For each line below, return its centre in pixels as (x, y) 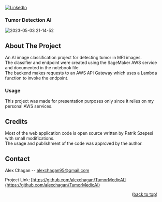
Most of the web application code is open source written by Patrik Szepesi (79, 133)
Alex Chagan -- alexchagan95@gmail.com (47, 171)
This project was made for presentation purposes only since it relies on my (79, 101)
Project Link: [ (19, 180)
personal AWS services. (29, 106)
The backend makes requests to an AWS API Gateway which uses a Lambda (81, 73)
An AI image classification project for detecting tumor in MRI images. (73, 58)
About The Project (33, 46)
